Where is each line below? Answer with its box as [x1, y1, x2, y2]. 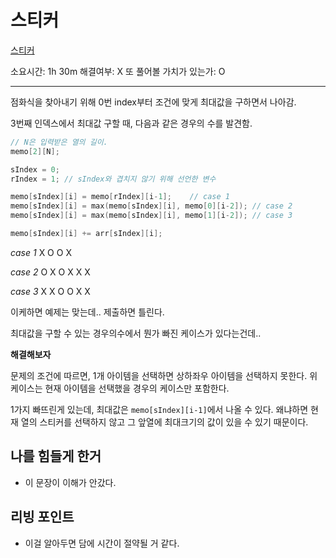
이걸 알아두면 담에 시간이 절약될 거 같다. [24, 537, 180, 549]
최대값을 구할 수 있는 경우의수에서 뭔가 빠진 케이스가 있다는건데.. [10, 327, 262, 339]
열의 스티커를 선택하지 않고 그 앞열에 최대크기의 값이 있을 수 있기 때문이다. [20, 416, 309, 428]
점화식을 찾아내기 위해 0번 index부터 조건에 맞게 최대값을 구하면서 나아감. [10, 96, 297, 108]
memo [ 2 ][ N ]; [10, 146, 60, 156]
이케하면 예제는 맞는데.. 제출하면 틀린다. [10, 306, 165, 318]
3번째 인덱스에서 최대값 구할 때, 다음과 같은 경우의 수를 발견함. [10, 117, 253, 129]
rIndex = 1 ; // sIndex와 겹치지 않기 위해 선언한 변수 [10, 174, 217, 184]
